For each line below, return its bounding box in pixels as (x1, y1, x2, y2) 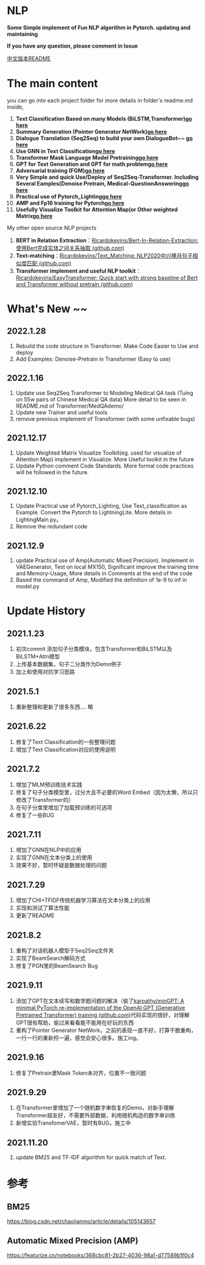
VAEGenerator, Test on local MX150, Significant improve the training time (15, 563, 199, 571)
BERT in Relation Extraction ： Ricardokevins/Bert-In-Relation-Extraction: (15, 236, 199, 244)
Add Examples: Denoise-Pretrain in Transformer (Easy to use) (15, 355, 171, 362)
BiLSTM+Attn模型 (15, 653, 60, 660)
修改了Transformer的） (15, 796, 74, 803)
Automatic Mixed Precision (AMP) (7, 1235, 139, 1245)
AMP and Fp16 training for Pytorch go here (15, 199, 124, 206)
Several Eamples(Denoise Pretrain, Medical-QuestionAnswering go (15, 179, 190, 187)
